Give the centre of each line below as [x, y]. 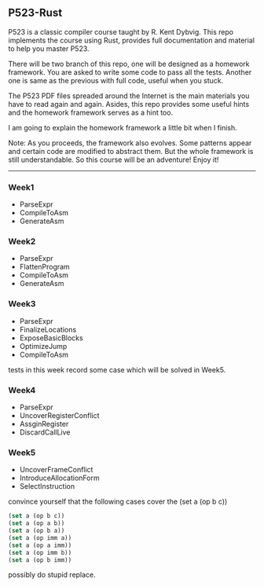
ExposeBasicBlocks [51, 338]
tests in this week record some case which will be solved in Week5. [117, 369]
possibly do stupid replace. [52, 575]
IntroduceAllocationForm [59, 478]
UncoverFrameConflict [56, 470]
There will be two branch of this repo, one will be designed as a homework [129, 64]
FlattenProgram [45, 267]
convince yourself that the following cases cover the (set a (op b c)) [118, 501]
